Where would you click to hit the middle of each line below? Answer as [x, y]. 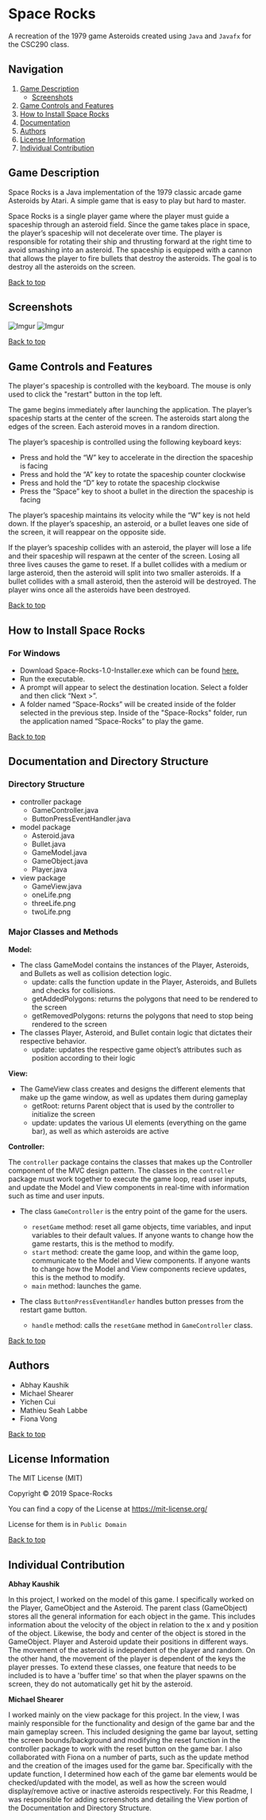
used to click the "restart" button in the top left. [85, 394]
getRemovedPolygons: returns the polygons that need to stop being [143, 1015]
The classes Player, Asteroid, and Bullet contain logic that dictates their [136, 1033]
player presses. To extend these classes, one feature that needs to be [122, 1667]
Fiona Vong [39, 1419]
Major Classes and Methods [64, 932]
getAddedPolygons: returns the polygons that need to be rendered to [145, 998]
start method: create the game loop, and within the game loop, [135, 1252]
